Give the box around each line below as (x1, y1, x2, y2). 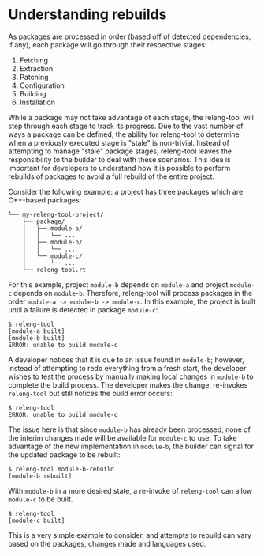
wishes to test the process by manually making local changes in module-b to (8, 372, 254, 381)
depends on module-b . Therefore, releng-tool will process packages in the (13, 288, 253, 297)
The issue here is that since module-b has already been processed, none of (8, 425, 251, 434)
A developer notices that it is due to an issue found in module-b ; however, (8, 354, 244, 365)
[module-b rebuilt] (8, 472, 73, 480)
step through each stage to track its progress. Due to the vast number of (8, 121, 244, 130)
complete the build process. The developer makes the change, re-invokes (8, 380, 248, 389)
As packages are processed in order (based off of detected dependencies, (8, 32, 251, 41)
